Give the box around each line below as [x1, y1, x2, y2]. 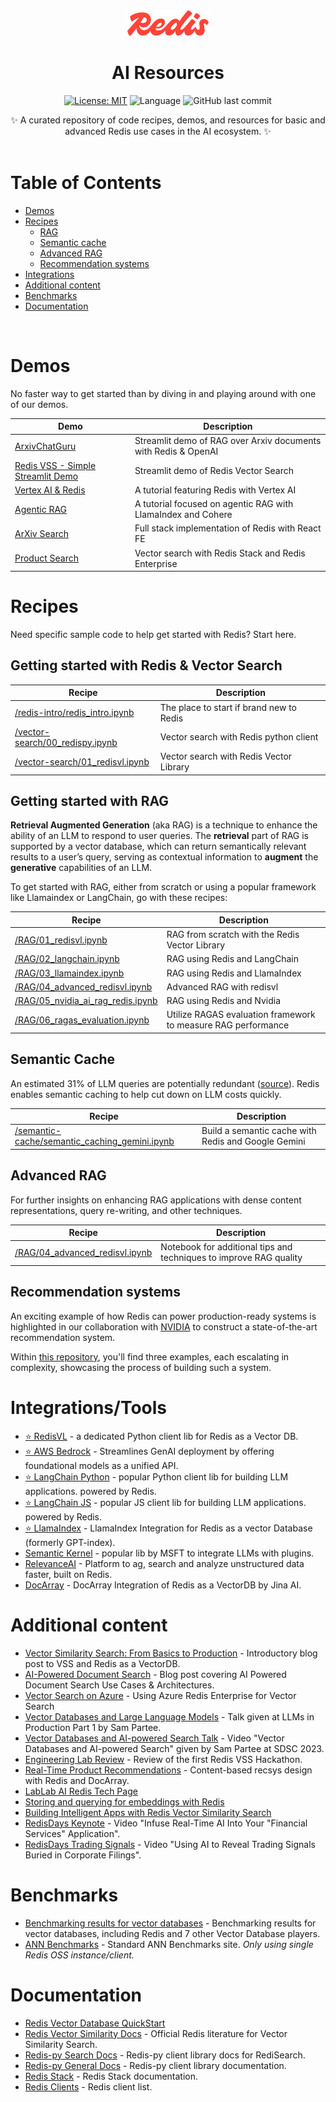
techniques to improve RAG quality [160, 1252, 303, 1264]
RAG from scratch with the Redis [166, 929, 300, 941]
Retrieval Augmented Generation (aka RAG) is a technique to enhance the [10, 819, 318, 831]
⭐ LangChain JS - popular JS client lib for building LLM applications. [24, 1496, 307, 1508]
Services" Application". [24, 1827, 121, 1839]
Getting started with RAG [10, 792, 170, 809]
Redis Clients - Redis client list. [24, 2080, 153, 2093]
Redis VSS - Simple [14, 459, 97, 471]
